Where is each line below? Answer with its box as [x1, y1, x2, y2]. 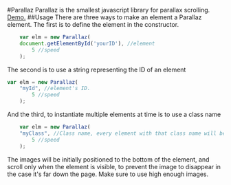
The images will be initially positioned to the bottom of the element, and [7, 155, 210, 164]
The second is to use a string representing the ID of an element [7, 65, 186, 74]
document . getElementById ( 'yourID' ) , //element [19, 40, 155, 47]
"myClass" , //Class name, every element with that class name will [19, 130, 217, 137]
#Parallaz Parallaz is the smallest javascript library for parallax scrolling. [7, 6, 210, 14]
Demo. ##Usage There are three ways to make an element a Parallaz [7, 13, 202, 21]
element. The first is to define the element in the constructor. [7, 21, 179, 28]
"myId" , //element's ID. [19, 85, 91, 92]
